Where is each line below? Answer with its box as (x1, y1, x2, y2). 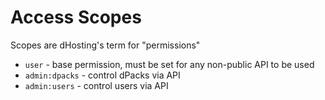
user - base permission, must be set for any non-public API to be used (24, 58, 315, 70)
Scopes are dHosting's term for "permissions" (10, 39, 201, 51)
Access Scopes (10, 6, 142, 29)
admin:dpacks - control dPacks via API (24, 69, 181, 81)
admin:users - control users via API (24, 79, 169, 91)
